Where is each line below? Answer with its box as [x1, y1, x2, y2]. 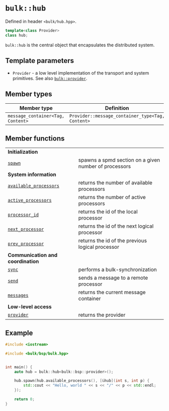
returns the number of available [78, 179, 152, 186]
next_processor [8, 227, 44, 232]
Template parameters [5, 56, 74, 65]
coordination [8, 258, 39, 265]
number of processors [78, 163, 131, 170]
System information [8, 171, 56, 178]
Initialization [8, 149, 38, 156]
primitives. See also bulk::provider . [12, 75, 88, 81]
